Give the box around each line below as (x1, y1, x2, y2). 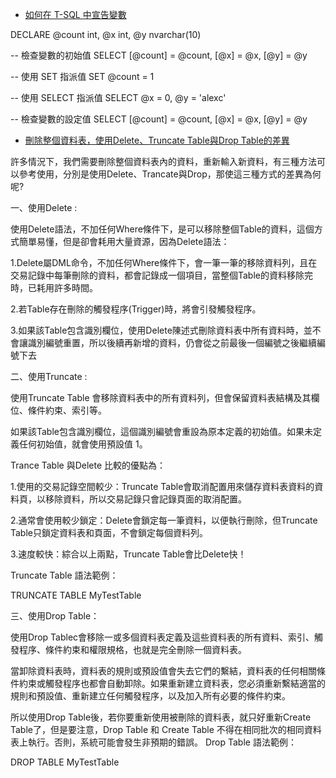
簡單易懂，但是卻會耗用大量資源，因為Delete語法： (18, 236, 230, 247)
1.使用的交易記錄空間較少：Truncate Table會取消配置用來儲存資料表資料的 (10, 481, 315, 492)
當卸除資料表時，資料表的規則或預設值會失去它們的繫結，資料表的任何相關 (10, 665, 317, 677)
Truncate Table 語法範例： (10, 569, 119, 581)
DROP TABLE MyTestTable (10, 756, 120, 768)
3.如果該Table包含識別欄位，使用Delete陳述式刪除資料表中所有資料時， (10, 324, 304, 336)
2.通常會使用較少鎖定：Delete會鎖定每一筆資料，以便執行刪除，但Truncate (10, 514, 318, 526)
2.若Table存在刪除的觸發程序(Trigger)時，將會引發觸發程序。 (10, 303, 262, 315)
